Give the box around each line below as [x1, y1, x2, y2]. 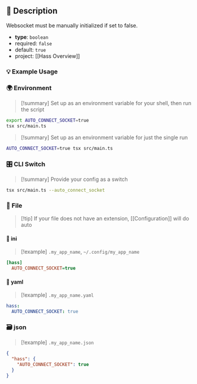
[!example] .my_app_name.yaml [20, 291, 94, 299]
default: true [14, 46, 46, 53]
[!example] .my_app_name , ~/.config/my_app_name [20, 248, 140, 256]
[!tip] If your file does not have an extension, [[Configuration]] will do [20, 215, 189, 222]
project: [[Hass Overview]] [14, 52, 80, 60]
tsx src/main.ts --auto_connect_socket [6, 187, 105, 193]
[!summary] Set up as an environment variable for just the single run [20, 134, 188, 141]
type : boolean [14, 33, 49, 41]
